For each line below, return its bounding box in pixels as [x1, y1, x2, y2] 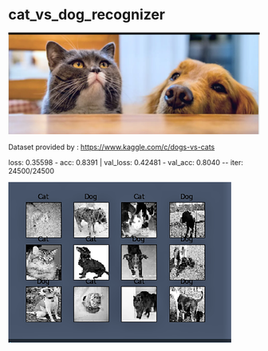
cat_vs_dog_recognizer [8, 6, 166, 24]
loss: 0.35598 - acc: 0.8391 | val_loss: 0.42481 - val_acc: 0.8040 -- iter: [8, 157, 243, 167]
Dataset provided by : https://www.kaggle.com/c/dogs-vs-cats [8, 142, 215, 152]
